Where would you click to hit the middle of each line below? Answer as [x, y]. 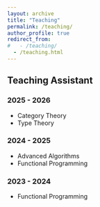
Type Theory [35, 123]
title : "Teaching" [34, 20]
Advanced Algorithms [48, 156]
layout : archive [31, 14]
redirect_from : [29, 40]
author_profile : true [39, 33]
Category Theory [42, 115]
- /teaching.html [39, 53]
